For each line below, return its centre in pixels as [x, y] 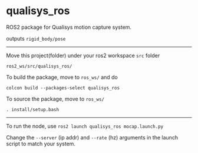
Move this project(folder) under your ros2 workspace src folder [83, 55]
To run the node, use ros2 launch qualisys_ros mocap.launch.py [85, 126]
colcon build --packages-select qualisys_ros [63, 88]
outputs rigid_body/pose [36, 38]
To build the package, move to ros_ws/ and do [62, 77]
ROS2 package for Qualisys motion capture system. [69, 27]
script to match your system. [41, 144]
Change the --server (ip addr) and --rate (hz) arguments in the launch [92, 137]
